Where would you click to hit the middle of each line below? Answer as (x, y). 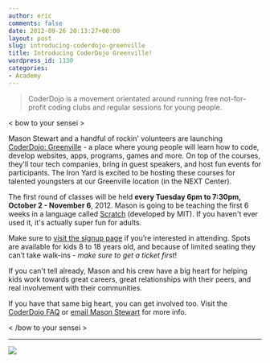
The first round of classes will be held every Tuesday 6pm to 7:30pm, (125, 196)
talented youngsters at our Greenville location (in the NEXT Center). (120, 181)
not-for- (233, 98)
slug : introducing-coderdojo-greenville (77, 46)
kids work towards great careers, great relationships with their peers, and (130, 279)
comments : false (35, 23)
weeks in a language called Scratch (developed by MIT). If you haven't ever (133, 213)
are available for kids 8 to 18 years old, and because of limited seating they (132, 246)
